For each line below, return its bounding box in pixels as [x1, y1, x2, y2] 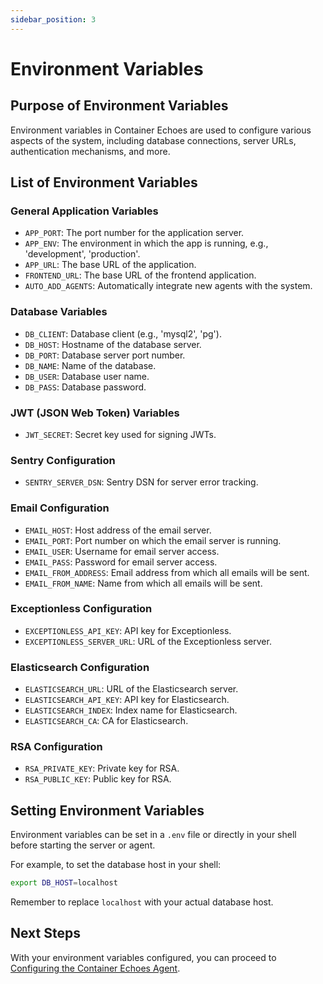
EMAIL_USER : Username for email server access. [24, 545, 220, 557]
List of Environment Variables [10, 174, 198, 191]
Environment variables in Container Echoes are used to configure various [10, 124, 312, 136]
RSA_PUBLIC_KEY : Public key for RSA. [24, 773, 172, 785]
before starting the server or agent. [10, 839, 156, 851]
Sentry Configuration [10, 453, 116, 467]
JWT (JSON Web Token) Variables [10, 406, 180, 420]
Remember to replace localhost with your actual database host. [10, 896, 274, 908]
